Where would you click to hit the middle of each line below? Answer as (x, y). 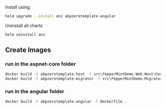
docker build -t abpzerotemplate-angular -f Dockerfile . (66, 102)
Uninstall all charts (24, 25)
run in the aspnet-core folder (41, 64)
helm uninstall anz (25, 35)
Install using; (18, 7)
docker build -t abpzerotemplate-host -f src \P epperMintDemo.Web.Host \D (82, 74)
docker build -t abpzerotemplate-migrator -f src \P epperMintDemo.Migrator (84, 79)
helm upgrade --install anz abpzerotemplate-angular (61, 16)
